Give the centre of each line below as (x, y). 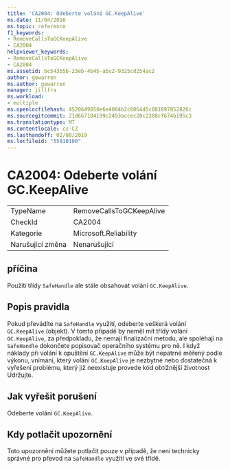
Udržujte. (20, 375)
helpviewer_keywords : (38, 52)
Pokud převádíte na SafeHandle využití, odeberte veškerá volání (97, 323)
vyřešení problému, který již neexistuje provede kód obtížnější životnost (108, 367)
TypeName (28, 211)
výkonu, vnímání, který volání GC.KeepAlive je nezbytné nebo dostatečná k (112, 360)
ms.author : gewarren (37, 84)
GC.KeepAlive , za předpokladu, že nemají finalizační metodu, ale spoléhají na (115, 338)
